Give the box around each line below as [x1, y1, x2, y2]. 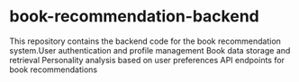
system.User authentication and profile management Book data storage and [9, 45, 291, 55]
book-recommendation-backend [9, 6, 259, 27]
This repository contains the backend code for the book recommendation [9, 36, 282, 46]
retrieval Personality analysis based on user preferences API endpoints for [9, 54, 285, 65]
